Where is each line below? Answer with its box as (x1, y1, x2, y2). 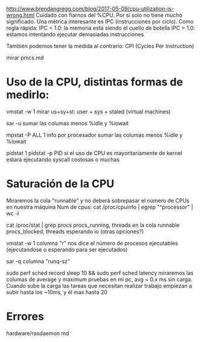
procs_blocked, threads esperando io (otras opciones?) (6, 227, 144, 235)
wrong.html (6, 11, 35, 19)
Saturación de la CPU (6, 177, 115, 191)
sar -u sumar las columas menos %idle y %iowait (6, 119, 129, 127)
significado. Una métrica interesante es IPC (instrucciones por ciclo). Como (6, 18, 194, 25)
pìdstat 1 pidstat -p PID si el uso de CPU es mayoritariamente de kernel (6, 149, 182, 156)
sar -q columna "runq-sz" (6, 258, 71, 265)
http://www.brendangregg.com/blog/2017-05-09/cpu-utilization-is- (6, 5, 174, 12)
